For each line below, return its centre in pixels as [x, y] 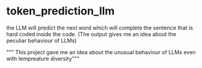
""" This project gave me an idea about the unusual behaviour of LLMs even [101, 52]
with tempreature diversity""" [43, 58]
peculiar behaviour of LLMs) [42, 40]
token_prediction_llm [61, 11]
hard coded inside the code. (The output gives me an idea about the [91, 34]
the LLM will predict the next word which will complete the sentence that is [99, 28]
